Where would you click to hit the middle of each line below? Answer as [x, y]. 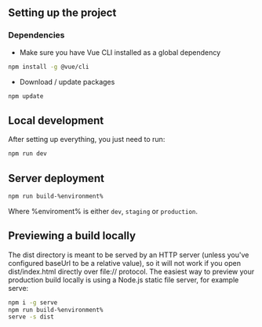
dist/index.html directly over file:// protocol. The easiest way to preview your [131, 271]
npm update [26, 96]
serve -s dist [31, 317]
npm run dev [27, 154]
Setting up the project [62, 13]
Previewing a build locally [72, 236]
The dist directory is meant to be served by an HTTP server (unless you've [129, 255]
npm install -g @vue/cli [49, 67]
